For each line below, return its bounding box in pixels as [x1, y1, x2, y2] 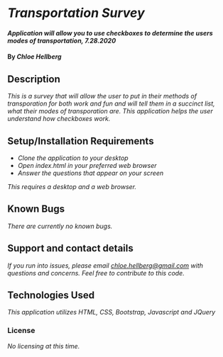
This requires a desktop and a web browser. [7, 183, 137, 191]
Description [7, 73, 60, 85]
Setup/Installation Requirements [7, 135, 154, 147]
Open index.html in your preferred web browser [17, 161, 158, 169]
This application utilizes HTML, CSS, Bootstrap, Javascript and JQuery [7, 308, 216, 317]
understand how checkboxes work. [7, 115, 111, 123]
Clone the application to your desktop [17, 154, 129, 162]
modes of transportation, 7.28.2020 [7, 36, 116, 45]
